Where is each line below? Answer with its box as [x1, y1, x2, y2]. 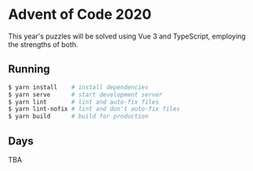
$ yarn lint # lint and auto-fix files [8, 98, 159, 106]
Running [8, 63, 51, 76]
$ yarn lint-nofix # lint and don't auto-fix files [8, 105, 180, 113]
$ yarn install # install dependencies [8, 83, 149, 91]
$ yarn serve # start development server [8, 90, 163, 99]
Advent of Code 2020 [8, 5, 152, 24]
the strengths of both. [8, 39, 78, 49]
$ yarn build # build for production [8, 112, 149, 121]
